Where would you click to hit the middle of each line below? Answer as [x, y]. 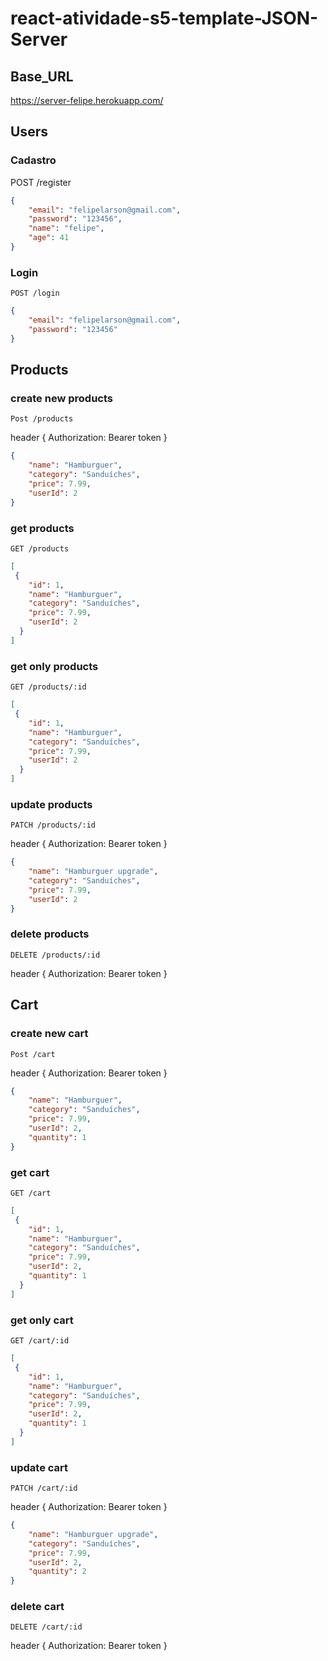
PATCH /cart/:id [44, 1488]
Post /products [42, 419]
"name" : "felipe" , [66, 228]
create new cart [49, 1034]
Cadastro [33, 160]
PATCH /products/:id [53, 825]
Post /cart [33, 1054]
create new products [61, 399]
